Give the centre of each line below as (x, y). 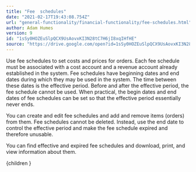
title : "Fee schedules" (36, 11)
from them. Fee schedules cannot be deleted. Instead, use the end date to (95, 122)
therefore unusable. (30, 134)
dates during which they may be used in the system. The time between (91, 79)
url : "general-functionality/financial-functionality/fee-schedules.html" (99, 22)
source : (15, 44)
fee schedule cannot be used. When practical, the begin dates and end (91, 92)
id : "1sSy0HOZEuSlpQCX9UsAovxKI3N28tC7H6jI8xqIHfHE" (71, 39)
